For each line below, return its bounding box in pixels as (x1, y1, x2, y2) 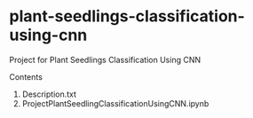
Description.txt (21, 89, 77, 99)
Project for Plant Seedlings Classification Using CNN (9, 54, 202, 65)
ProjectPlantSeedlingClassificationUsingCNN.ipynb (21, 98, 210, 108)
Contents (9, 71, 43, 82)
